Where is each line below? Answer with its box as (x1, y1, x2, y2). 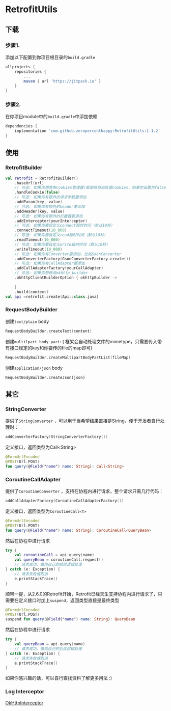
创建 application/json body (5, 365, 63, 371)
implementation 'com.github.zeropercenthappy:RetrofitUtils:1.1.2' (14, 128, 160, 133)
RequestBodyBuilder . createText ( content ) (5, 329, 93, 334)
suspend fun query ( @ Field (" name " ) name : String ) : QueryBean (5, 617, 136, 622)
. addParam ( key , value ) (14, 200, 63, 205)
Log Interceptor (5, 688, 45, 695)
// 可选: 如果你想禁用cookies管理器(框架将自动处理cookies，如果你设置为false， (14, 185, 170, 190)
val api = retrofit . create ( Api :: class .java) (5, 294, 99, 299)
